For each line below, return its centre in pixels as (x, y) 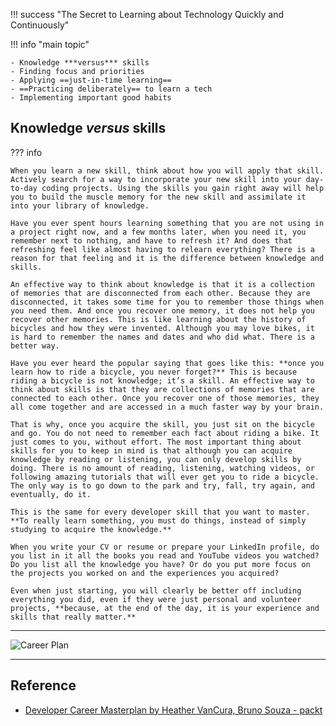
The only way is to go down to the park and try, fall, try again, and (162, 485)
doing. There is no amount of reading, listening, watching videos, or (162, 468)
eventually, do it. (51, 494)
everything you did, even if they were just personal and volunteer (156, 599)
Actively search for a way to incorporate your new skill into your (156, 179)
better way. (35, 345)
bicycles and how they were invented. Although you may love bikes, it (162, 328)
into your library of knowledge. (80, 205)
